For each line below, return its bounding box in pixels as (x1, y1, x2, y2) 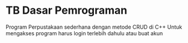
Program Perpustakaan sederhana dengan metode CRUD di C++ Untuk (5, 23, 183, 30)
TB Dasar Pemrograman (5, 4, 128, 17)
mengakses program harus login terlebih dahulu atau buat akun (5, 29, 163, 36)
